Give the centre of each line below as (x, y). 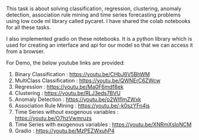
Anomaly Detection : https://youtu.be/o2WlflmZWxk (78, 99)
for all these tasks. (29, 27)
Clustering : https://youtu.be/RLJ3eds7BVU (68, 93)
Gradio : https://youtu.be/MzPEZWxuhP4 (65, 131)
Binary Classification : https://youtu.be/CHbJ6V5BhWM (82, 74)
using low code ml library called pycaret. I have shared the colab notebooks (98, 21)
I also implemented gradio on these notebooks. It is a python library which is (99, 39)
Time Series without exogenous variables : (67, 112)
